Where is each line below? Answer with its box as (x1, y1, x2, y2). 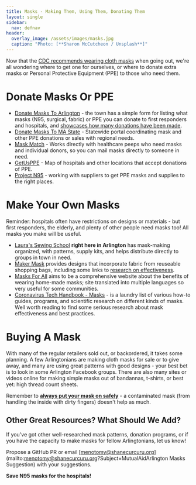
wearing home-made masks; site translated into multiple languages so (14, 278, 184, 286)
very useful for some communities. (14, 285, 99, 292)
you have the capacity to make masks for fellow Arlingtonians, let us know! (6, 437, 186, 444)
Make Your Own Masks (6, 198, 120, 211)
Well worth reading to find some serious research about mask (14, 304, 164, 311)
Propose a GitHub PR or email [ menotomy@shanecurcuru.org (6, 448, 154, 455)
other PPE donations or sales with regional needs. (14, 134, 135, 141)
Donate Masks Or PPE (6, 90, 114, 104)
